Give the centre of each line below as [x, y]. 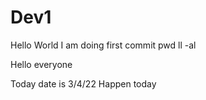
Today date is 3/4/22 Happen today [83, 83]
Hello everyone [41, 64]
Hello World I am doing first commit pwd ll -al [103, 45]
